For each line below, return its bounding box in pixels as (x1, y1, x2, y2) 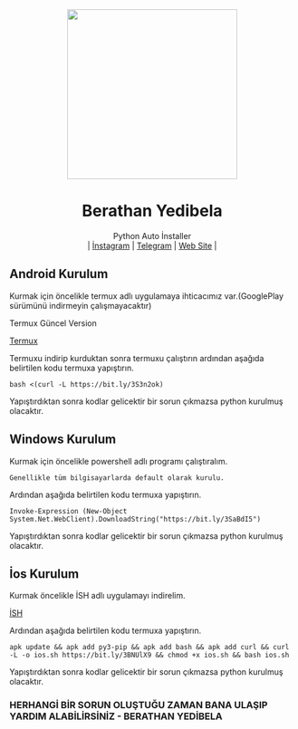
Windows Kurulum (9, 432, 116, 447)
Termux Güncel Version (9, 317, 98, 329)
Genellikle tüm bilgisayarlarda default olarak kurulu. (9, 473, 225, 483)
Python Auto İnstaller (112, 230, 192, 241)
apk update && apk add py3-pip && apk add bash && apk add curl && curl (9, 643, 290, 652)
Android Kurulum (9, 266, 109, 282)
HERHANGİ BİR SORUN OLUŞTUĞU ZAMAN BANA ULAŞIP (9, 699, 268, 712)
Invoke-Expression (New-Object (9, 506, 128, 515)
